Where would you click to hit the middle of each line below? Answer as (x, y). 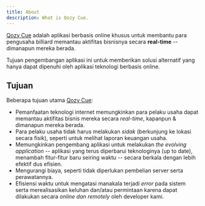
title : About (23, 12)
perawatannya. (34, 177)
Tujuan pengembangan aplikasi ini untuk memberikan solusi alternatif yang (101, 60)
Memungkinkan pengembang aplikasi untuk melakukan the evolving (101, 145)
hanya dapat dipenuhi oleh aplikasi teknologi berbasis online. (83, 66)
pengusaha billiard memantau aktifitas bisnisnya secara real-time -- (92, 42)
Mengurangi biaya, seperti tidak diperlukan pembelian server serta (99, 171)
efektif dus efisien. (39, 164)
